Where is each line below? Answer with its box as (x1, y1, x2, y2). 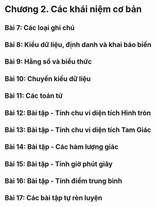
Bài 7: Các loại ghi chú (5, 24, 75, 32)
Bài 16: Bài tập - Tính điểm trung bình (5, 177, 122, 185)
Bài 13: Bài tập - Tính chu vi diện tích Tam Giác (5, 125, 151, 134)
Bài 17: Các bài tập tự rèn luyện (5, 194, 102, 202)
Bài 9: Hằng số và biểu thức (5, 58, 92, 66)
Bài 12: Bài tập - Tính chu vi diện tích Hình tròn (5, 109, 151, 117)
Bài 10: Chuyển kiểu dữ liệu (5, 74, 91, 83)
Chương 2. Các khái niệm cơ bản (5, 4, 142, 15)
